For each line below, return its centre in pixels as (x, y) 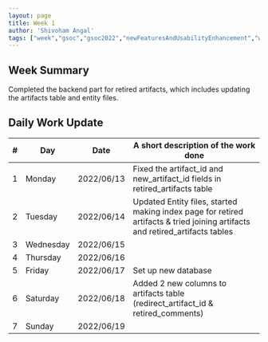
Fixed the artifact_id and (178, 168)
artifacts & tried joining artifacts (191, 222)
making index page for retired (188, 211)
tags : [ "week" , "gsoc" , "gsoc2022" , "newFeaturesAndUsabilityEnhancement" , (132, 38)
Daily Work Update (56, 123)
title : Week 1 (32, 23)
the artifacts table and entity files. (63, 98)
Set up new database (173, 270)
